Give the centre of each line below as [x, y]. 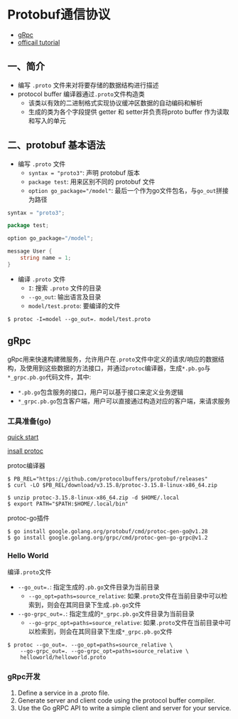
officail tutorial [39, 42]
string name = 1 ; [46, 258]
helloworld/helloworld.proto [63, 658]
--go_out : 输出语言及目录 [65, 297]
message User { [30, 251]
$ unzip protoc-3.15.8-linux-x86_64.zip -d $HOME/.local [93, 498]
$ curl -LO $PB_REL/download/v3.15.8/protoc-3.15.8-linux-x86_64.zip [113, 485]
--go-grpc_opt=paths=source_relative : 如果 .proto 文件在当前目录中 [126, 623]
